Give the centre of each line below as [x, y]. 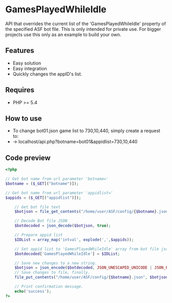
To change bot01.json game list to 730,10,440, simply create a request [86, 131]
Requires [20, 90]
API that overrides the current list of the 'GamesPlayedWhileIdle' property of [86, 24]
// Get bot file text [37, 207]
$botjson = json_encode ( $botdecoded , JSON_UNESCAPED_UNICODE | [83, 268]
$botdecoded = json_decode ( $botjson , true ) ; [63, 226]
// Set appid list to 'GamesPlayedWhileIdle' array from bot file [87, 249]
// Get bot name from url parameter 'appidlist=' [59, 193]
